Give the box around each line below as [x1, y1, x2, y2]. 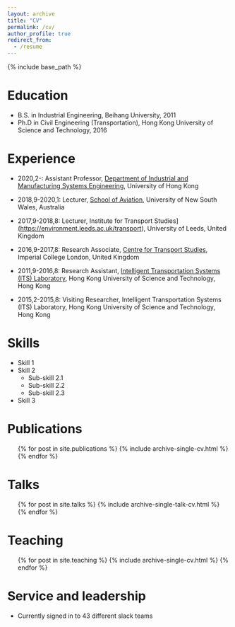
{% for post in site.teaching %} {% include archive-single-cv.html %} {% [17, 556, 229, 564]
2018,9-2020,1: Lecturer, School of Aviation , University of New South [17, 195, 217, 204]
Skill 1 [17, 358, 35, 367]
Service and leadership [7, 588, 146, 604]
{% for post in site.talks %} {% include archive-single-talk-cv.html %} [17, 500, 220, 508]
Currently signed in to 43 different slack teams [17, 611, 153, 620]
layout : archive [7, 10, 55, 18]
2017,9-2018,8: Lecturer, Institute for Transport [17, 217, 153, 225]
